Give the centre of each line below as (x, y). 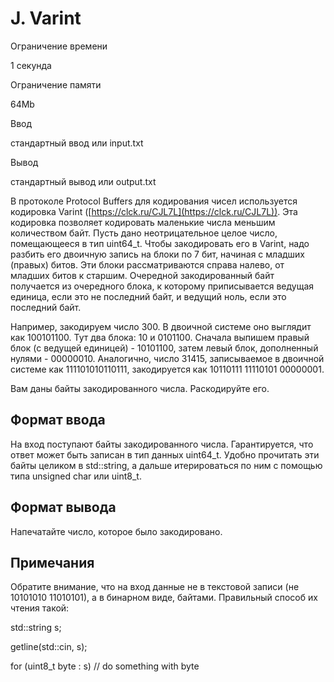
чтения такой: (40, 608)
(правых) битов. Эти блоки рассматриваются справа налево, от (147, 264)
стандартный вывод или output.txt (83, 181)
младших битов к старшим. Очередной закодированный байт (142, 275)
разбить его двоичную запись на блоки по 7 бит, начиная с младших (158, 254)
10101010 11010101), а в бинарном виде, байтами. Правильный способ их (164, 598)
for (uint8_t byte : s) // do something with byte (105, 666)
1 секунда (31, 65)
